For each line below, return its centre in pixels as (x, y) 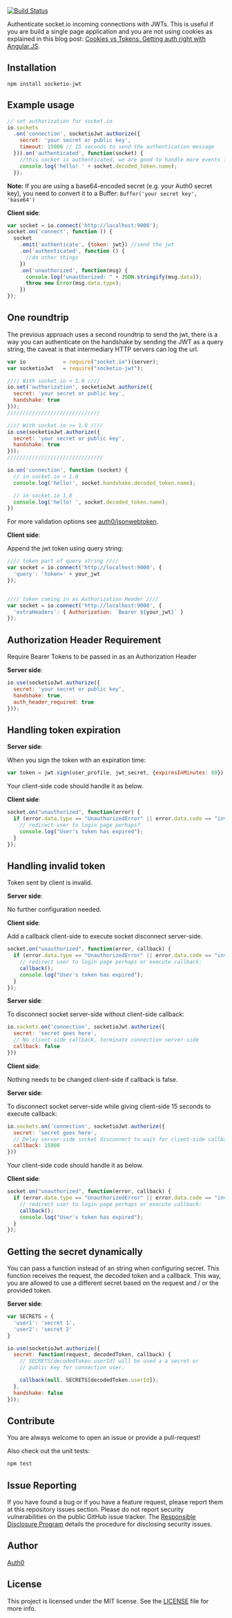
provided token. (29, 1290)
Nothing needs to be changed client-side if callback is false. (93, 1079)
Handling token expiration (64, 730)
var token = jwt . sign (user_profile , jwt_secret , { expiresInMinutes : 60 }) (116, 773)
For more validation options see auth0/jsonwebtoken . (83, 522)
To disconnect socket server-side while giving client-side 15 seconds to (109, 1106)
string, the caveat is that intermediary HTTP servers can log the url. (103, 349)
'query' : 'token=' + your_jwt (57, 574)
